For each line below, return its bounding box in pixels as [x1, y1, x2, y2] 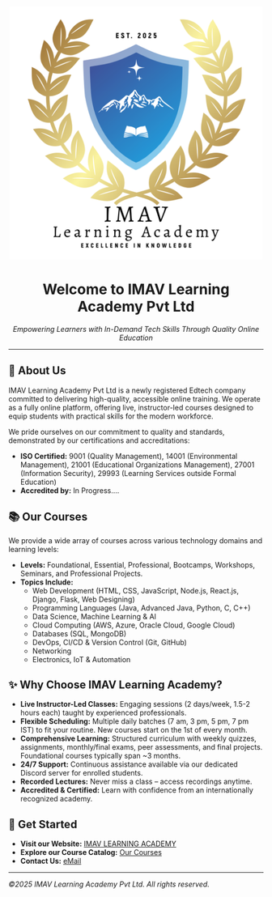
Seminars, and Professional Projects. [19, 568, 143, 578]
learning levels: [8, 544, 59, 554]
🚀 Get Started [8, 817, 78, 831]
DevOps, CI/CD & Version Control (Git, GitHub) [32, 637, 188, 647]
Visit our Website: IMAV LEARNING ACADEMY [19, 839, 176, 848]
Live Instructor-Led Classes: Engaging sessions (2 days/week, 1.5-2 [19, 699, 251, 709]
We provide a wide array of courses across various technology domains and [8, 535, 263, 545]
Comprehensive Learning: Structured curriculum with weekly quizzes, [19, 733, 257, 743]
